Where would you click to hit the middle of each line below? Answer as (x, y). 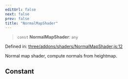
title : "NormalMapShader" (31, 23)
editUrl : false (21, 10)
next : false (17, 14)
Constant (20, 71)
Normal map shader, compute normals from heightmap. (61, 56)
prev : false (17, 19)
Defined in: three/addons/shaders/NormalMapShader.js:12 (64, 46)
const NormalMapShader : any (48, 37)
